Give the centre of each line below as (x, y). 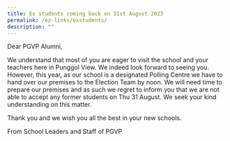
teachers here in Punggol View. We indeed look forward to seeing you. (108, 68)
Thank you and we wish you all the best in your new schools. (94, 118)
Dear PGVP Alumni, (35, 47)
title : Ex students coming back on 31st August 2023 (85, 14)
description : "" (31, 27)
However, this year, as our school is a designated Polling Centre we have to (115, 75)
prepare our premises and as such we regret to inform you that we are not (113, 90)
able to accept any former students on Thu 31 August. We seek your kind (112, 97)
